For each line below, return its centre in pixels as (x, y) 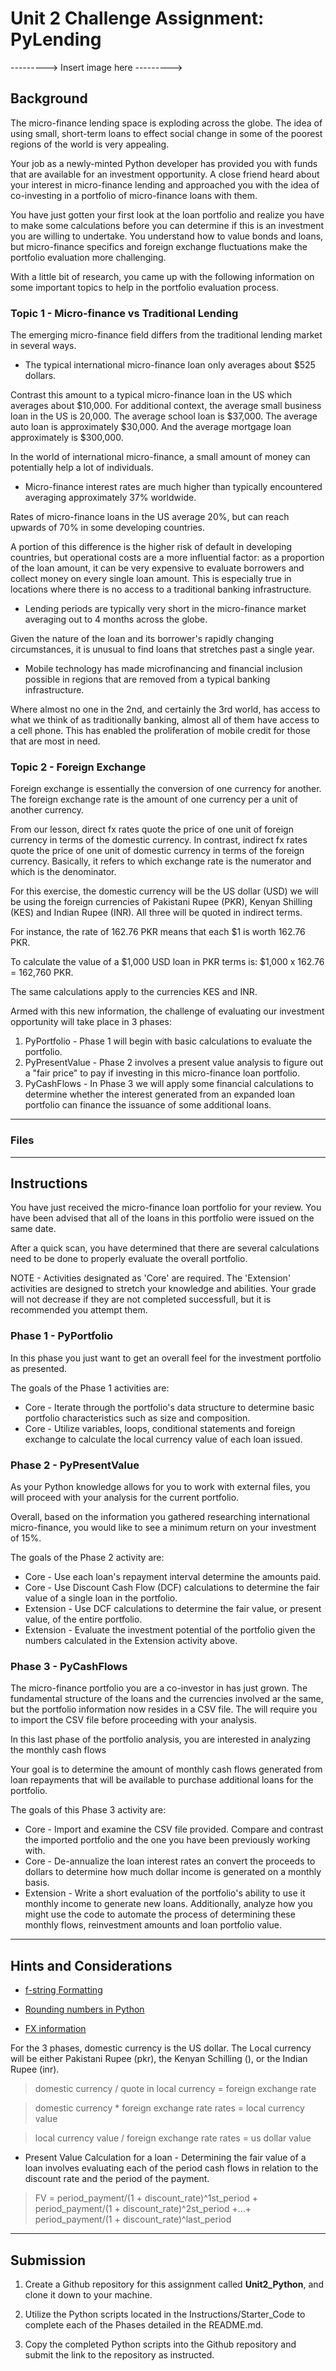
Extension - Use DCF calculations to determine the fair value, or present (173, 1609)
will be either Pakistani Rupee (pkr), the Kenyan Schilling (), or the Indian (159, 2059)
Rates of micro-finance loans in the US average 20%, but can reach (150, 517)
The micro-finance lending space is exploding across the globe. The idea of (166, 123)
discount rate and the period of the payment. (117, 2179)
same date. (33, 1229)
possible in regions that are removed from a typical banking (147, 679)
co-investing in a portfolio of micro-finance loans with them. (134, 195)
